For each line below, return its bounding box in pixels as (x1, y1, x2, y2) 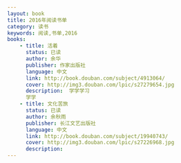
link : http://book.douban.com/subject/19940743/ (25, 132, 169, 139)
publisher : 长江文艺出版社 (25, 119, 96, 127)
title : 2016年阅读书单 (7, 17, 68, 24)
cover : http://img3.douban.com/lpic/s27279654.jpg (25, 81, 175, 88)
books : (7, 36, 26, 43)
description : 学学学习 (25, 87, 90, 94)
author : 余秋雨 (25, 113, 66, 120)
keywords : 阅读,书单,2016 (7, 29, 78, 37)
